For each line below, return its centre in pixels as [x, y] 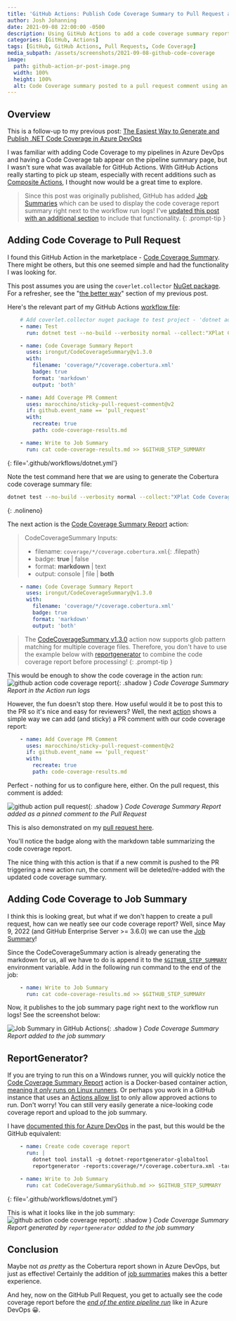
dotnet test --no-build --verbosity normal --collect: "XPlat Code [106, 497]
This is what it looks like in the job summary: [71, 1212]
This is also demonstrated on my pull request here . [81, 827]
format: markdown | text [71, 566]
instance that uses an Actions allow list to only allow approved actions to [112, 1097]
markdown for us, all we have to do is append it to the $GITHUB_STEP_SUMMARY [117, 959]
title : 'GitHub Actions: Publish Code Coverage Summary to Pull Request [116, 14]
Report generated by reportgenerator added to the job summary [101, 1227]
